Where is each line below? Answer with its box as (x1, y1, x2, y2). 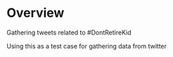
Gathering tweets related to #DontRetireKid (6, 28, 132, 37)
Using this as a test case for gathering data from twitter (6, 42, 167, 50)
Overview (6, 5, 65, 21)
